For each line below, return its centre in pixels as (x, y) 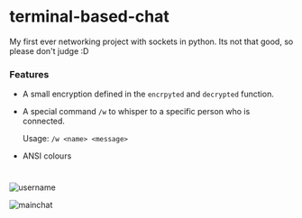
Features (29, 74)
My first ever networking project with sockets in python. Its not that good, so (151, 41)
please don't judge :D (49, 50)
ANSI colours (47, 156)
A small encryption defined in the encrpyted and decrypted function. (148, 94)
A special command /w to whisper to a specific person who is (136, 112)
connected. (44, 121)
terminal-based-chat (89, 17)
